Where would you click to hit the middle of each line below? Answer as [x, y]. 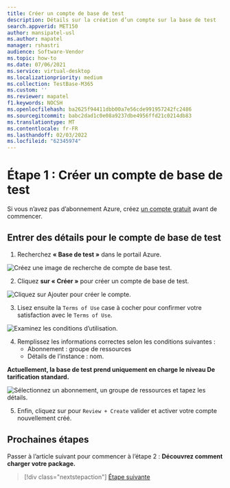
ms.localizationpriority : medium [55, 77]
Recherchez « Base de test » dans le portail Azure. [89, 254]
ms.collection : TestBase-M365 [50, 84]
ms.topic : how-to [32, 58]
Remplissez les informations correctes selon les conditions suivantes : [116, 342]
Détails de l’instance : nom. [66, 356]
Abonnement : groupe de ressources [79, 348]
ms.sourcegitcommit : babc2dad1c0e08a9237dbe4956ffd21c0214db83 [100, 115]
